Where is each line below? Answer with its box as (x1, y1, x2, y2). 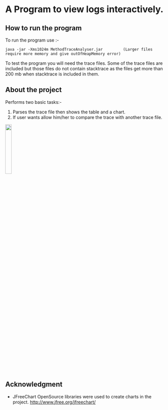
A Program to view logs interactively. (5, 4, 163, 15)
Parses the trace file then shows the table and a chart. (12, 109, 125, 115)
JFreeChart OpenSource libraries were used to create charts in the (12, 393, 152, 399)
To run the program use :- (5, 37, 59, 43)
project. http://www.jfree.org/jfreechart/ (12, 399, 96, 405)
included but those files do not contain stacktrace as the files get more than (5, 66, 163, 71)
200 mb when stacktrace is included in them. (5, 71, 100, 77)
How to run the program (5, 24, 82, 32)
